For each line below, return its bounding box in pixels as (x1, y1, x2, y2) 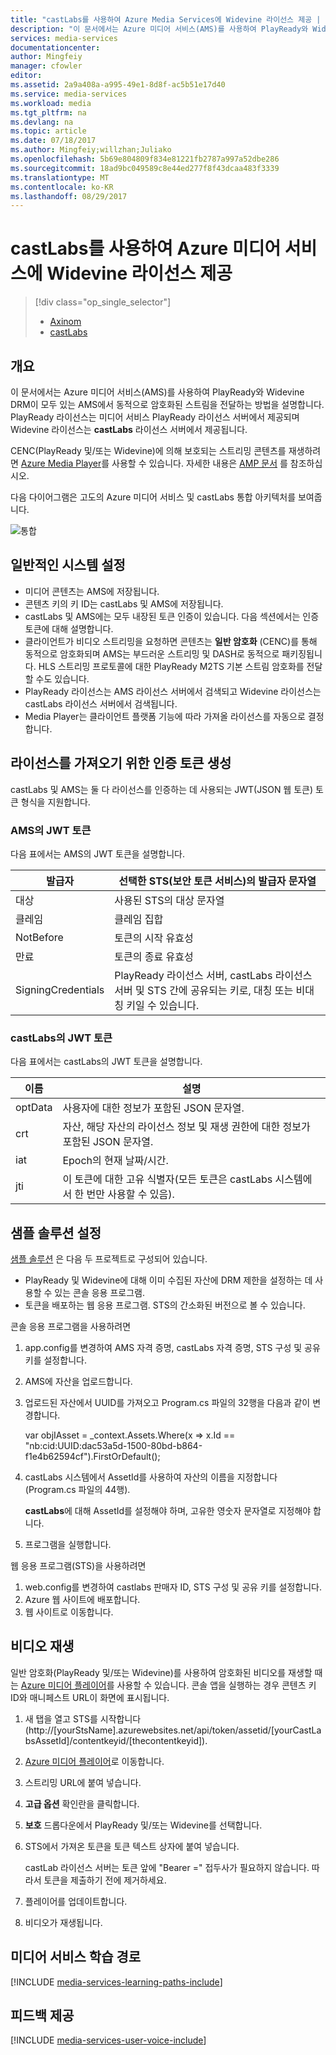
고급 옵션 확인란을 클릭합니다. (24, 1797, 140, 1810)
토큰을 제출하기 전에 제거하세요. (43, 1874, 167, 1886)
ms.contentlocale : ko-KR (10, 182, 114, 192)
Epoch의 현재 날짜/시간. (62, 1154, 169, 1168)
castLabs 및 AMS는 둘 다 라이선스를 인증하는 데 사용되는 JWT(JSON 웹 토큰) (10, 783, 314, 795)
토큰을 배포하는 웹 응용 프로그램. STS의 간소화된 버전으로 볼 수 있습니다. (24, 1299, 306, 1311)
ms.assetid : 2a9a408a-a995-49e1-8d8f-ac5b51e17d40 (10, 80, 226, 90)
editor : (10, 71, 43, 81)
